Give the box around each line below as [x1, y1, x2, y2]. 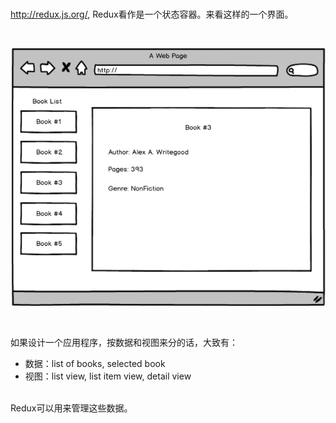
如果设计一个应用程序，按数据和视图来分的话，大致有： [10, 337, 238, 349]
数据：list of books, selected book [24, 358, 166, 370]
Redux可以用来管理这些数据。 [10, 402, 133, 414]
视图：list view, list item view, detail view [24, 370, 192, 382]
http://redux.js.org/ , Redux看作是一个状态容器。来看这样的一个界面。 [10, 8, 294, 20]
